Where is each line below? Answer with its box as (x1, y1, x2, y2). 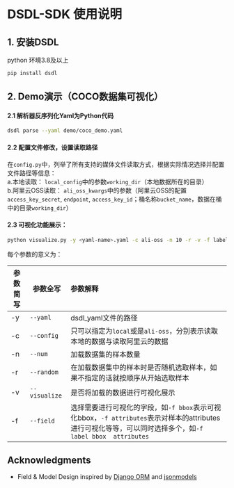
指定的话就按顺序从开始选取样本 (84, 373, 189, 382)
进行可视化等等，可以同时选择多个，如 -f (70, 423, 203, 433)
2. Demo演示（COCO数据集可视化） (7, 91, 164, 103)
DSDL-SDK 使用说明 (7, 6, 123, 22)
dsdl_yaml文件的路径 (70, 313, 138, 323)
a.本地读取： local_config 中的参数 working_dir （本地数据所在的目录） (7, 177, 208, 186)
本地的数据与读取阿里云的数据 (70, 336, 169, 346)
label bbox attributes (70, 432, 150, 440)
